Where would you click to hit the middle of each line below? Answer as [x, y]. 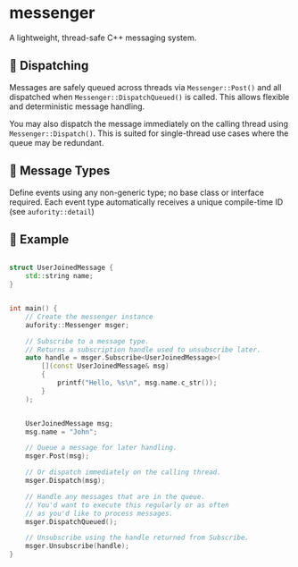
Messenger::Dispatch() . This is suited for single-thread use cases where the [149, 133]
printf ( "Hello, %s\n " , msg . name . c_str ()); [137, 383]
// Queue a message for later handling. [101, 448]
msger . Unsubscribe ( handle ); [77, 546]
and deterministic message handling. [77, 106]
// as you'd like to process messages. [99, 513]
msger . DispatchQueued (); [71, 521]
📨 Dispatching [49, 66]
